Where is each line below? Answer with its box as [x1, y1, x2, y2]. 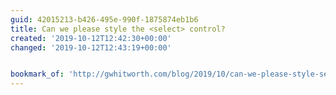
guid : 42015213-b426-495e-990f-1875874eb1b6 [10, 14, 199, 25]
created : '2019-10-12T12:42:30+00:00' [10, 33, 172, 43]
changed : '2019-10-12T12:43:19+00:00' [10, 42, 172, 53]
